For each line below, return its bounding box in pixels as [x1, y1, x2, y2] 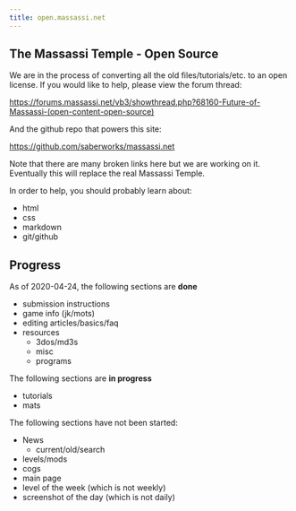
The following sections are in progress [9, 373, 152, 384]
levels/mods [21, 454, 68, 464]
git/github [21, 231, 59, 242]
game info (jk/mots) [21, 308, 96, 319]
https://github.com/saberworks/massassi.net [9, 141, 175, 152]
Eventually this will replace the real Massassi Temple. [9, 168, 206, 179]
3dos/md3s [35, 337, 79, 348]
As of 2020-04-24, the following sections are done [9, 281, 199, 292]
